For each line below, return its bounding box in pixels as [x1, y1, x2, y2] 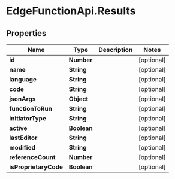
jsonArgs [9, 95, 36, 103]
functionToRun [9, 105, 53, 113]
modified [9, 144, 36, 151]
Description [98, 46, 133, 54]
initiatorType [9, 114, 47, 122]
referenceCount [9, 153, 56, 161]
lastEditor [9, 134, 38, 142]
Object [68, 95, 89, 103]
